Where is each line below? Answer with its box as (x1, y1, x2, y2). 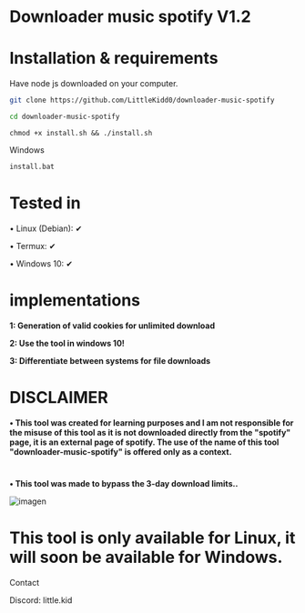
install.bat (9, 162, 55, 171)
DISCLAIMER (9, 387, 109, 407)
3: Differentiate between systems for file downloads (9, 355, 211, 366)
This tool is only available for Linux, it (9, 528, 296, 548)
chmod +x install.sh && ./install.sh (9, 128, 153, 137)
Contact (9, 577, 39, 588)
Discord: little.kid (9, 594, 73, 606)
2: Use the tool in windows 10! (9, 337, 126, 348)
